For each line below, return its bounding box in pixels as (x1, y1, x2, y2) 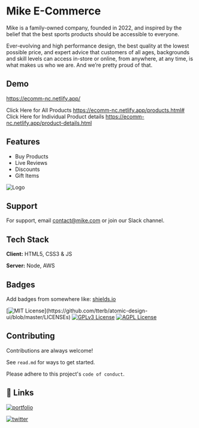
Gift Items (14, 172, 40, 179)
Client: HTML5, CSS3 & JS (6, 250, 73, 258)
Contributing (6, 331, 55, 341)
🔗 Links (6, 388, 34, 398)
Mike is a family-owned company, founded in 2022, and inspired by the (6, 24, 182, 31)
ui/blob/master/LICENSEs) (6, 314, 71, 320)
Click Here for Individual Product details (6, 113, 105, 120)
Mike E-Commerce (6, 4, 101, 18)
